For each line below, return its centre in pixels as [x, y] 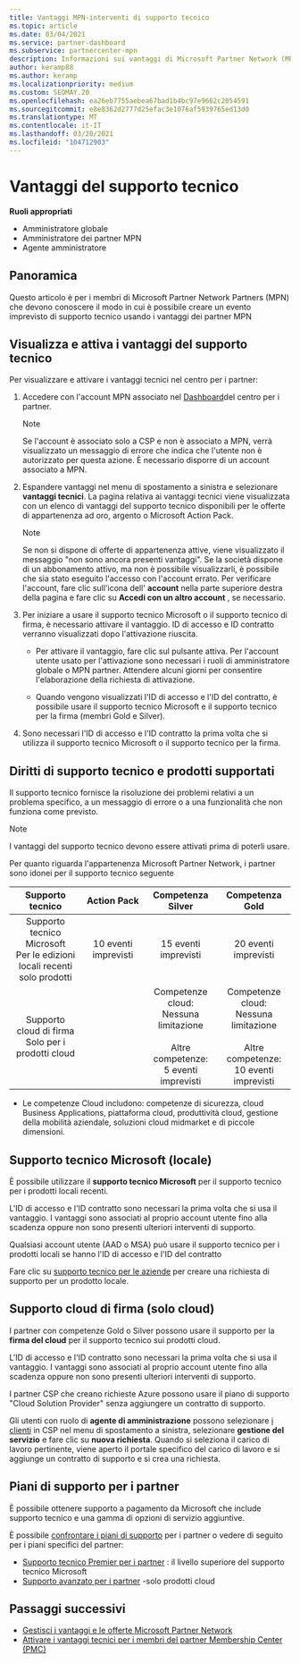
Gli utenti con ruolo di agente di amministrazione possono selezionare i [142, 1420]
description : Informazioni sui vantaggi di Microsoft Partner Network [143, 59]
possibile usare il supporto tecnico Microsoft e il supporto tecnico [156, 706]
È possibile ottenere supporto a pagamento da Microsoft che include [135, 1508]
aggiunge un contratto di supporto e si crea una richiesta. [115, 1458]
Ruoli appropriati [41, 211]
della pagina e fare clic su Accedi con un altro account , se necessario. [154, 598]
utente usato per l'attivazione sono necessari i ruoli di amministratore [162, 661]
